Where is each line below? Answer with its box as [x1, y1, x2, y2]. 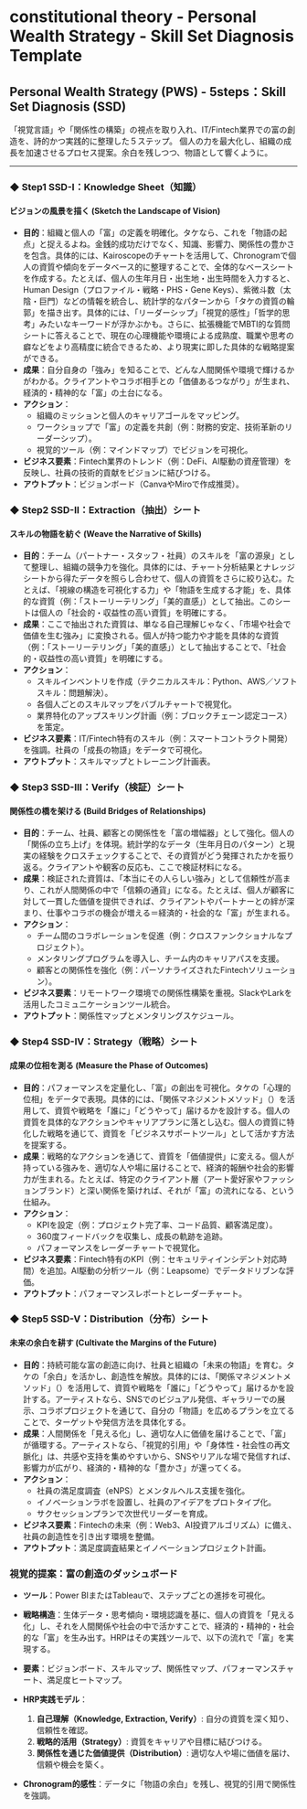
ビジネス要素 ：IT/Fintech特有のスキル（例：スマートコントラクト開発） [22, 733, 293, 744]
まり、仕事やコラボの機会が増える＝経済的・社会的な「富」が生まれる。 [22, 907, 295, 918]
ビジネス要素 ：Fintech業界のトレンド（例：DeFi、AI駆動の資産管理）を [22, 455, 292, 467]
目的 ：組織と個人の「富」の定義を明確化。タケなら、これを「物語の [22, 227, 280, 239]
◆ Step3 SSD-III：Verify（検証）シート [9, 781, 185, 794]
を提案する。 [22, 1139, 71, 1150]
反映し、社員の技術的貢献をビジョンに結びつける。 [22, 467, 216, 478]
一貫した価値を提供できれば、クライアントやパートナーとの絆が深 [47, 896, 295, 907]
